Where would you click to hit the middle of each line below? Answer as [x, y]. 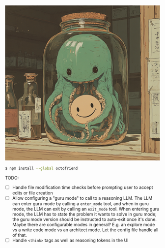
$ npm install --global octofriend [41, 168]
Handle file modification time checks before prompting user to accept [82, 187]
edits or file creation [32, 193]
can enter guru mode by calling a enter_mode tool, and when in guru [80, 204]
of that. [19, 235]
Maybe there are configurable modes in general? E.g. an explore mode [83, 225]
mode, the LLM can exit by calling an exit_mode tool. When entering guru [86, 209]
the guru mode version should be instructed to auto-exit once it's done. [84, 219]
